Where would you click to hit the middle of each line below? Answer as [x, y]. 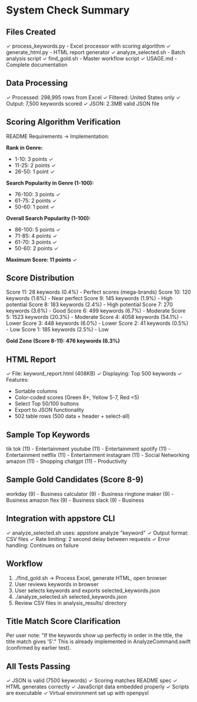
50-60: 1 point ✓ [35, 207]
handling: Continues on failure [43, 545]
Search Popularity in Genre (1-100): [50, 183]
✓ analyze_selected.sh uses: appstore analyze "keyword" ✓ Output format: [98, 533]
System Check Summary [68, 10]
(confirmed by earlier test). [39, 648]
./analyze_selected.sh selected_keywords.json [71, 596]
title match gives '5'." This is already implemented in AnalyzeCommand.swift [98, 641]
